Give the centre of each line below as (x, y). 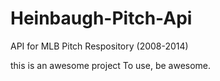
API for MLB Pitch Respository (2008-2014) (99, 46)
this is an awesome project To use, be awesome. (111, 65)
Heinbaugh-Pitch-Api (101, 18)
